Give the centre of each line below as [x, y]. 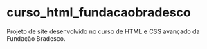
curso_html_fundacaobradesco [99, 13]
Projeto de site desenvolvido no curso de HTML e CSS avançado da [103, 31]
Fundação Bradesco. [36, 38]
